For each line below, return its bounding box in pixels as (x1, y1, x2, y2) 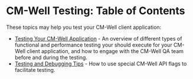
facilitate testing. (14, 66, 55, 73)
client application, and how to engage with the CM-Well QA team (26, 47, 184, 54)
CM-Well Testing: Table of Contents (6, 4, 185, 18)
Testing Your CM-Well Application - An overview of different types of (14, 35, 182, 42)
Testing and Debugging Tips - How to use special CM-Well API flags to (14, 60, 187, 67)
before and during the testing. (14, 54, 87, 61)
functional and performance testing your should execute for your (14, 41, 172, 48)
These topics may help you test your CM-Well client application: (6, 24, 162, 31)
